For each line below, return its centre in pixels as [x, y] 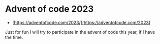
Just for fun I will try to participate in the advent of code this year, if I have [80, 32]
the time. [14, 37]
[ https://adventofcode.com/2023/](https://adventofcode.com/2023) [81, 22]
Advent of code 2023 [49, 9]
